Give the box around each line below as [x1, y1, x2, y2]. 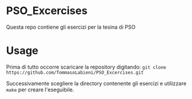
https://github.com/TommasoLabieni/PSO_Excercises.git [6, 69, 144, 76]
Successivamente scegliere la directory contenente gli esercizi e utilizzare [6, 80, 187, 87]
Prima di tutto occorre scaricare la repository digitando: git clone [6, 63, 167, 70]
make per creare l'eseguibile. [6, 86, 74, 93]
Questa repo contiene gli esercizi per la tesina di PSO [6, 23, 136, 30]
